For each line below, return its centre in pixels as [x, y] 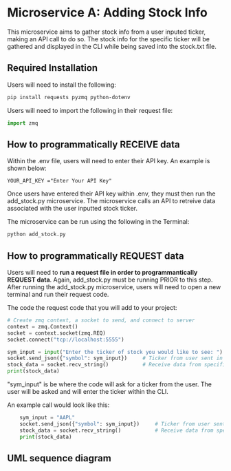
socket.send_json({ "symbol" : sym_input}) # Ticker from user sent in [115, 358]
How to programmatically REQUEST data [96, 256]
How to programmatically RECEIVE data [93, 144]
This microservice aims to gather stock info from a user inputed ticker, [107, 32]
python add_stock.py [37, 234]
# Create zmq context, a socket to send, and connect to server [101, 320]
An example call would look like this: [58, 405]
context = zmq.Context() [43, 326]
